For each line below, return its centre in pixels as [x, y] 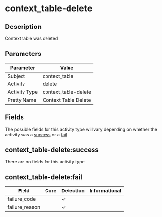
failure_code [22, 199]
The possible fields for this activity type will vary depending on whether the [81, 129]
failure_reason [24, 207]
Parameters [23, 54]
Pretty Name [22, 100]
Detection [73, 191]
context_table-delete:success [52, 150]
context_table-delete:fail [44, 177]
